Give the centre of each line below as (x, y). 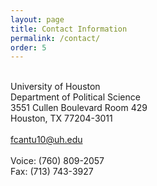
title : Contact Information (69, 29)
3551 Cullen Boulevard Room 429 (79, 108)
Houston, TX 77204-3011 (61, 118)
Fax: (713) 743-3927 (52, 172)
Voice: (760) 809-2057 (57, 161)
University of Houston (55, 87)
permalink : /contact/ (55, 38)
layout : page (37, 19)
